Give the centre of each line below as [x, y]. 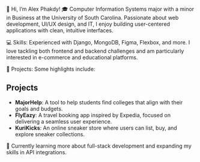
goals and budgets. [39, 109]
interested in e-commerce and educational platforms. [72, 57]
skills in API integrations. [37, 152]
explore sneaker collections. [50, 134]
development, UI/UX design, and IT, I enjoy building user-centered [88, 24]
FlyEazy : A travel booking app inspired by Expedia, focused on [93, 115]
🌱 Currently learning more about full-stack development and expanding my [99, 146]
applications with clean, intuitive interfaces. [60, 30]
